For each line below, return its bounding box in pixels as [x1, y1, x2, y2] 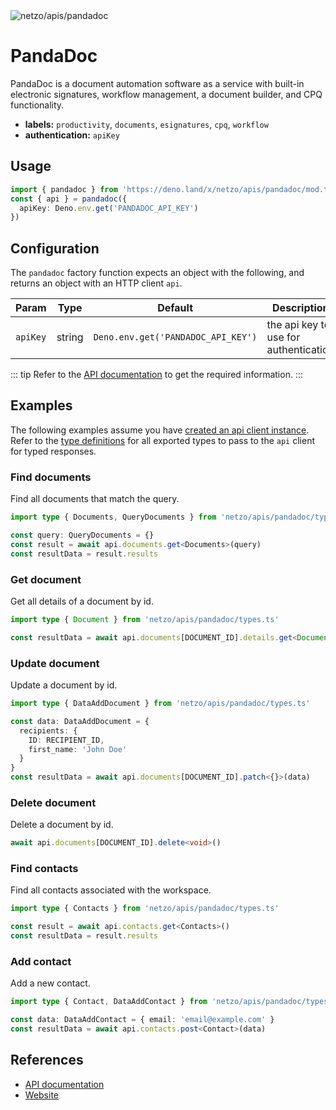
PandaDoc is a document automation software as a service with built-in [10, 77, 305, 89]
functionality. [10, 99, 65, 111]
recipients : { [19, 725, 78, 736]
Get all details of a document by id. [10, 595, 154, 607]
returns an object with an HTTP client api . [10, 277, 183, 289]
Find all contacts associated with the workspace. [10, 884, 212, 896]
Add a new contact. [10, 977, 91, 989]
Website [24, 1089, 60, 1101]
